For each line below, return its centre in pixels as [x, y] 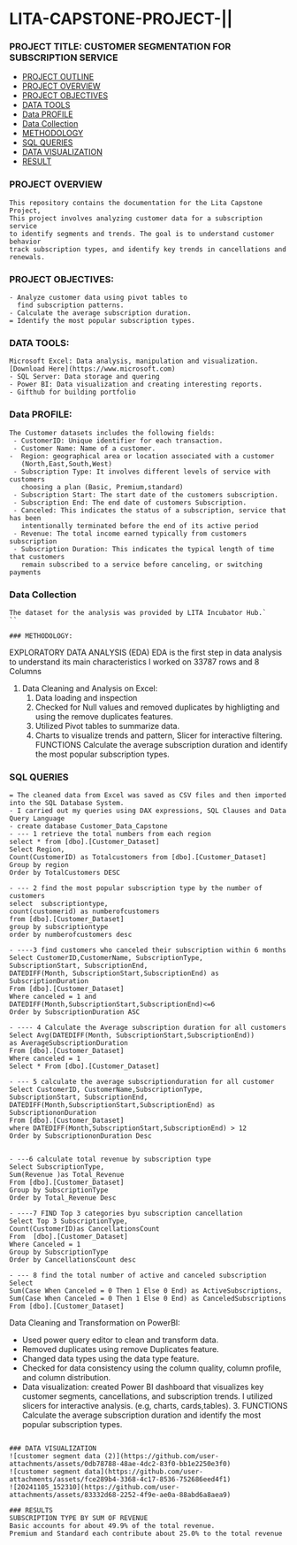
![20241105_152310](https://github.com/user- [94, 1487]
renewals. [27, 257]
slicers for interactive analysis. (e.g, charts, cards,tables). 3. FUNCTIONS [155, 1406]
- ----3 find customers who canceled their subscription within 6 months [148, 950]
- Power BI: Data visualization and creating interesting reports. [136, 385]
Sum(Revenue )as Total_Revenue [67, 1175]
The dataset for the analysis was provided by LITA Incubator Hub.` [138, 612]
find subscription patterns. [71, 305]
